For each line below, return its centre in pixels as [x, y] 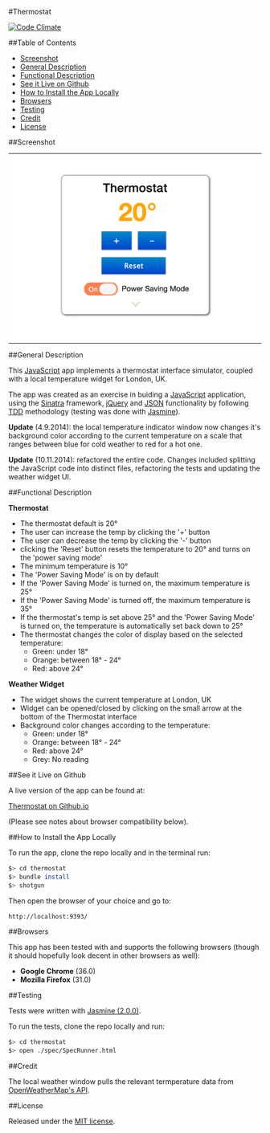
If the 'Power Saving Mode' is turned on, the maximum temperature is [135, 583]
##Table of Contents [42, 43]
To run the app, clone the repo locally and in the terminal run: [109, 853]
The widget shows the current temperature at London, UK [115, 700]
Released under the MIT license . [62, 1121]
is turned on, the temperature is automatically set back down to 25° [131, 626]
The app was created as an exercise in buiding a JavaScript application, [127, 395]
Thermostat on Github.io [49, 806]
